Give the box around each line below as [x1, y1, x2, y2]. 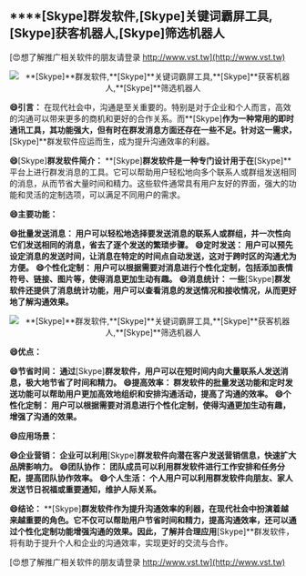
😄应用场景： [9, 430, 58, 441]
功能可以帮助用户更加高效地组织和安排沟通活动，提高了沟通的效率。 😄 [16, 388, 284, 399]
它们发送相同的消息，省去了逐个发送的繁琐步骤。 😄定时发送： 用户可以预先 [9, 239, 293, 250]
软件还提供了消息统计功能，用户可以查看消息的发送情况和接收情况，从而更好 [9, 285, 297, 296]
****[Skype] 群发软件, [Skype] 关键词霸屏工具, [9, 8, 273, 25]
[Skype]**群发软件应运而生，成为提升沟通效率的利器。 [9, 136, 215, 147]
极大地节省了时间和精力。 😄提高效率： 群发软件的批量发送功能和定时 [25, 377, 285, 388]
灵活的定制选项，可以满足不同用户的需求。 [25, 189, 185, 200]
